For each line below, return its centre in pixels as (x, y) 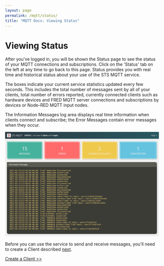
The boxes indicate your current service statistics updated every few (74, 84)
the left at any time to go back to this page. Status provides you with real (78, 70)
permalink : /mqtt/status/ (31, 15)
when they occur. (22, 125)
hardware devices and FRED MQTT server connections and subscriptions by (82, 100)
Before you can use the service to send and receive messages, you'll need (80, 244)
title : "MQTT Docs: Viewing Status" (42, 21)
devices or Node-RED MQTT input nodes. (47, 105)
